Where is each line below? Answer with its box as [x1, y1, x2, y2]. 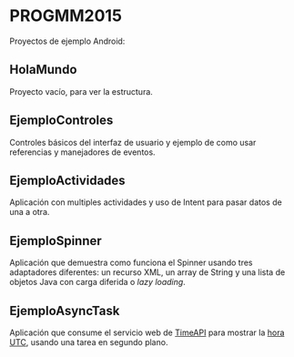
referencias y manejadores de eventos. [9, 147, 157, 158]
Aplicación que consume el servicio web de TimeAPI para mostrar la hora [9, 327, 285, 338]
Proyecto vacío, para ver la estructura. [9, 86, 153, 97]
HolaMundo [9, 62, 77, 77]
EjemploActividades [9, 172, 126, 188]
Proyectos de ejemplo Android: [9, 36, 126, 46]
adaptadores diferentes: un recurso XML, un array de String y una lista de [9, 267, 286, 278]
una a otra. [9, 207, 50, 218]
